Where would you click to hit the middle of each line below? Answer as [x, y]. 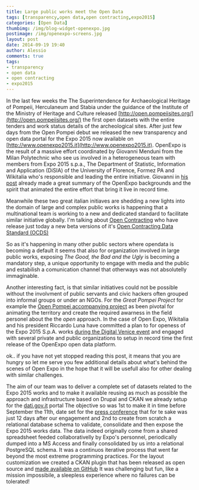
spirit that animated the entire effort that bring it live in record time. [88, 189]
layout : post [22, 39]
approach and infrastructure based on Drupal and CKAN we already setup [97, 399]
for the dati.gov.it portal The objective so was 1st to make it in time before [96, 405]
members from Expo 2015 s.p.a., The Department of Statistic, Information [96, 164]
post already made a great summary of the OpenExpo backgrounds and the [99, 183]
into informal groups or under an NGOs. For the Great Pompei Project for [95, 300]
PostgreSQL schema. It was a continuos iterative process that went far [92, 450]
